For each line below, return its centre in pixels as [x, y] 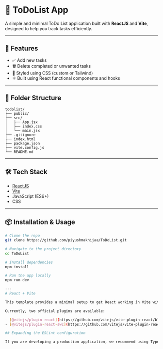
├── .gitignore [20, 135]
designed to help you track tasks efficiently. [49, 28]
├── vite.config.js [25, 147]
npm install [17, 267]
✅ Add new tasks [29, 60]
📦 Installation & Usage [40, 222]
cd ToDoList [17, 253]
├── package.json [23, 143]
